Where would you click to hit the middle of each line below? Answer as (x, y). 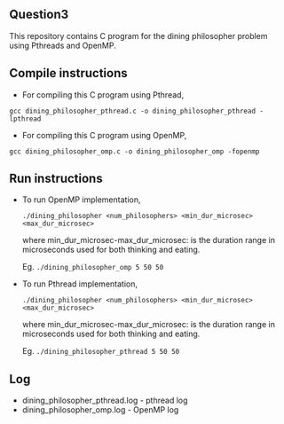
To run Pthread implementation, (79, 284)
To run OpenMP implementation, (81, 200)
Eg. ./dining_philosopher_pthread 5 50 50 (101, 351)
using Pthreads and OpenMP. (63, 45)
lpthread (25, 119)
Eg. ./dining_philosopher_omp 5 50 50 (93, 267)
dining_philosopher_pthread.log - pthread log (105, 400)
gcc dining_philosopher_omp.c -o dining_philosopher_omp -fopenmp (134, 151)
